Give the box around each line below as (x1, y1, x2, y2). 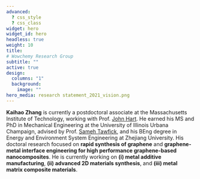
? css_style (11, 14, 42, 20)
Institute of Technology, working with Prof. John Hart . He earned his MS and (6, 115, 195, 122)
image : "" (17, 87, 42, 93)
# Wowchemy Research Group (6, 53, 74, 59)
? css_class (11, 20, 42, 26)
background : (11, 81, 42, 87)
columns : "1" (11, 75, 44, 81)
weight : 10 (6, 43, 34, 48)
